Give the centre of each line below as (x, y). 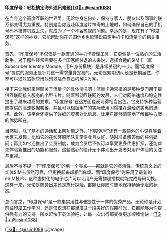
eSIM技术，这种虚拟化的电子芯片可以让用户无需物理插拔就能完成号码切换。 (82, 179)
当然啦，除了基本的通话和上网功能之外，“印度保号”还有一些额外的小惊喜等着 (83, 131)
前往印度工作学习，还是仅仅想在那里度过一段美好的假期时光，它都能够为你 (81, 208)
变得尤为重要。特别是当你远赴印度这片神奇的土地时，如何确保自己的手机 (88, 25)
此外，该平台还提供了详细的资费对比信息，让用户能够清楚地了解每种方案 (88, 114)
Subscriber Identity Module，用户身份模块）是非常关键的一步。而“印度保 (80, 66)
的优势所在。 (18, 120)
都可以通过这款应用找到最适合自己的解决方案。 (53, 79)
